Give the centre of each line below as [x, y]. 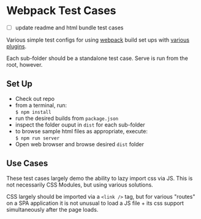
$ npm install [33, 112]
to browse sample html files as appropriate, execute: [82, 131]
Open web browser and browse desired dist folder [79, 144]
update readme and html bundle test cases [69, 28]
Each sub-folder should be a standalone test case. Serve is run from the [97, 58]
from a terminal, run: [41, 105]
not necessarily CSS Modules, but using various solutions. [80, 185]
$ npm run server [37, 138]
